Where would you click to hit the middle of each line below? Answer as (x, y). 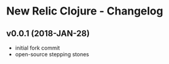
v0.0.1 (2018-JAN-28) (48, 34)
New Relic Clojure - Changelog (85, 11)
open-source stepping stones (52, 54)
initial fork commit (38, 48)
